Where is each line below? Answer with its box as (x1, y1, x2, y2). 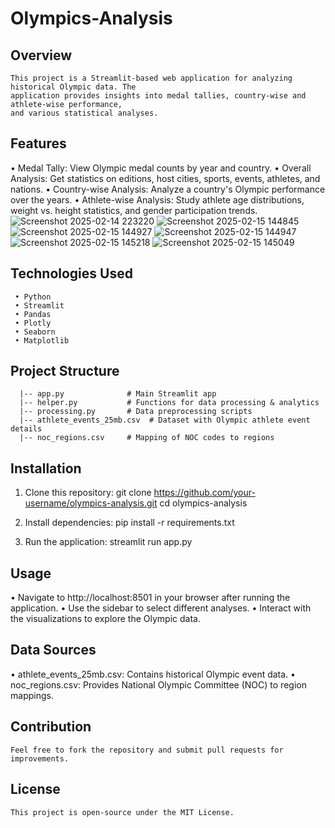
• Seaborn (14, 327, 56, 337)
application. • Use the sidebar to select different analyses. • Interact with (10, 602, 312, 614)
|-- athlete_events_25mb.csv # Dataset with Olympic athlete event (19, 415, 311, 426)
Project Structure (10, 363, 120, 380)
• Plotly (14, 318, 52, 328)
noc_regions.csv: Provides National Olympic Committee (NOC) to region (10, 678, 307, 691)
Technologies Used (10, 265, 133, 282)
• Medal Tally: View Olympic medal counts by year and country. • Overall (10, 162, 312, 174)
